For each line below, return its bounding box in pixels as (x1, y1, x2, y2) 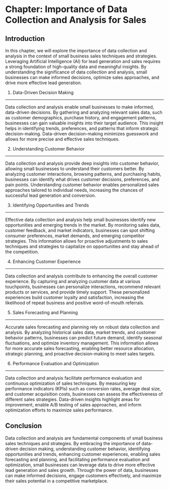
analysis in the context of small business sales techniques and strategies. (5, 53, 157, 59)
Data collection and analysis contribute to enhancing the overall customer (5, 273, 158, 279)
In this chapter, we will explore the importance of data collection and (5, 48, 147, 53)
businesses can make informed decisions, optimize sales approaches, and (5, 75, 159, 80)
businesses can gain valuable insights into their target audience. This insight (5, 120, 163, 126)
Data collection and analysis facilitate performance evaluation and (5, 375, 142, 381)
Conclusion (5, 422, 42, 430)
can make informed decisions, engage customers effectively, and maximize (5, 472, 162, 478)
